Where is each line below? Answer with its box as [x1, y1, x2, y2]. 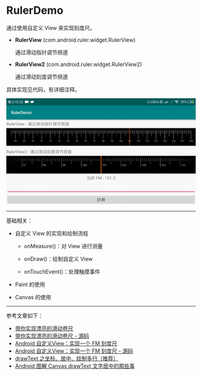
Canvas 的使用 [14, 294, 51, 301]
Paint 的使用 [14, 281, 45, 288]
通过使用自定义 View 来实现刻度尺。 [6, 24, 96, 31]
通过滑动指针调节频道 [14, 49, 68, 56]
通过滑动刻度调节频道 [14, 73, 68, 80]
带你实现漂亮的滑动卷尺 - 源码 [14, 332, 90, 340]
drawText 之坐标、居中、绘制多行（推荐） [14, 355, 119, 362]
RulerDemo [6, 4, 64, 17]
